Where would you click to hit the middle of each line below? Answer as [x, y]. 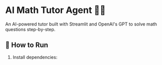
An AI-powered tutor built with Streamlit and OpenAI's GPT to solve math [81, 24]
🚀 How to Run [27, 45]
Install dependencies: [35, 57]
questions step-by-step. [30, 29]
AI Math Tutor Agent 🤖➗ [56, 10]
